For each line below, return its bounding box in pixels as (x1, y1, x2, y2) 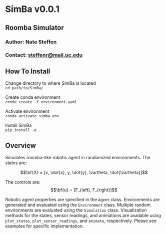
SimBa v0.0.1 (5, 3, 60, 15)
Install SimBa (5, 122, 32, 128)
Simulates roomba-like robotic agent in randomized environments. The (5, 155, 151, 161)
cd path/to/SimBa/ (5, 86, 43, 91)
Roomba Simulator (5, 23, 64, 32)
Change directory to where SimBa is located (5, 80, 96, 86)
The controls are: (5, 179, 40, 185)
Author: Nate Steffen (5, 38, 57, 45)
